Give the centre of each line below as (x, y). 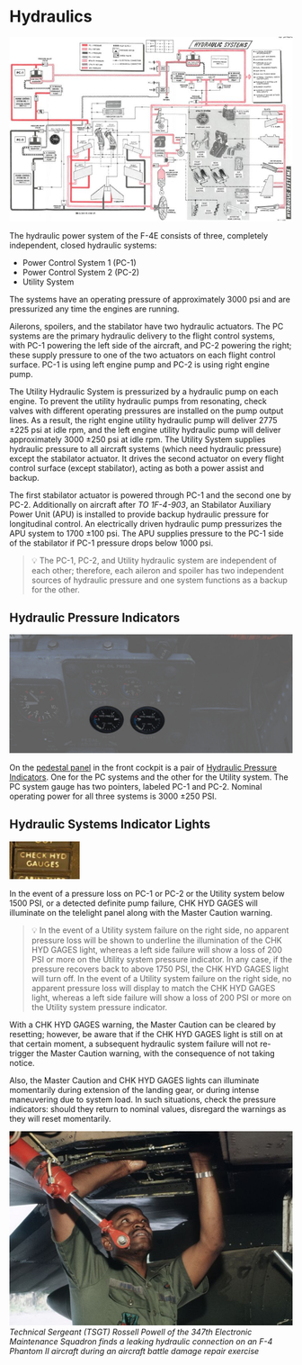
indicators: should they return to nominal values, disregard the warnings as (148, 1108)
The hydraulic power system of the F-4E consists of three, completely (139, 235)
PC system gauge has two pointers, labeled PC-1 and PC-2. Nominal (136, 786)
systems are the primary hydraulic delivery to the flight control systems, (142, 336)
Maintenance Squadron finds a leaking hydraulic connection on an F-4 (141, 1342)
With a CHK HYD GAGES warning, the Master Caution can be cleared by (143, 1025)
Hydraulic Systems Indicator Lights (110, 824)
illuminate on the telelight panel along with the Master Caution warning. (141, 912)
